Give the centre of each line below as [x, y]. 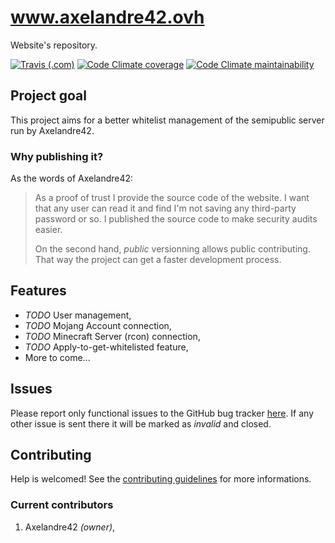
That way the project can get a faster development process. [158, 260]
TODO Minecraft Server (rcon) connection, [112, 336]
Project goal [48, 96]
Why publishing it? [57, 156]
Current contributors [62, 505]
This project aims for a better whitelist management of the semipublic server [167, 120]
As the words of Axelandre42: [72, 178]
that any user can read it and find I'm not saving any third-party [165, 208]
